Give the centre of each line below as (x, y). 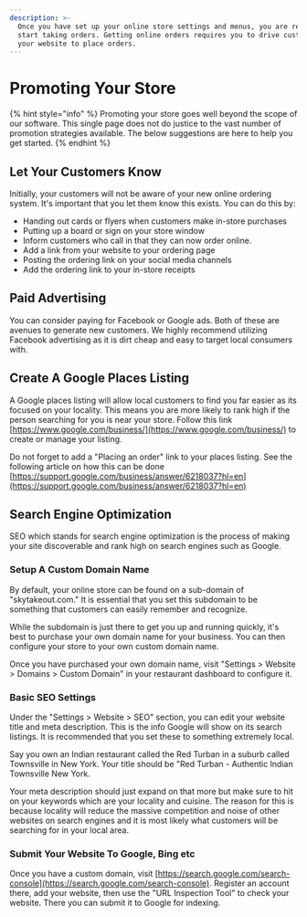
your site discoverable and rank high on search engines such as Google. (145, 546)
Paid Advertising (58, 298)
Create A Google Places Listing (100, 379)
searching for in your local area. (69, 830)
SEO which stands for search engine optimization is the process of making (150, 536)
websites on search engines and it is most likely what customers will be (144, 821)
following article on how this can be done (87, 466)
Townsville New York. (50, 774)
